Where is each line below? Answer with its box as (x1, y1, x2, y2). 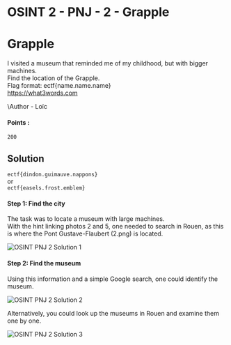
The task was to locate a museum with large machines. (7, 215, 165, 223)
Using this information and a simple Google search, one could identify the (7, 275, 218, 283)
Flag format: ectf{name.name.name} (7, 82, 111, 90)
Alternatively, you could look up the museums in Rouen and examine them (7, 309, 219, 317)
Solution (7, 153, 45, 164)
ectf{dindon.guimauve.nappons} (7, 171, 98, 178)
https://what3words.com (7, 89, 78, 98)
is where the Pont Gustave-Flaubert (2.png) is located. (7, 229, 164, 238)
